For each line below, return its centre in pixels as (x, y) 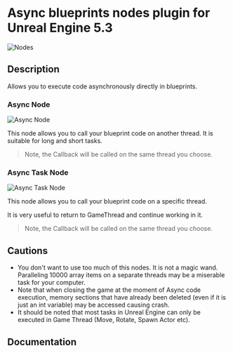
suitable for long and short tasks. (55, 141)
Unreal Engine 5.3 (60, 28)
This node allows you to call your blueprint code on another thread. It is (110, 133)
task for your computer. (51, 283)
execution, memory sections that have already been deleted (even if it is (122, 298)
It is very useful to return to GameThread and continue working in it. (105, 215)
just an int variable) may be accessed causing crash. (93, 305)
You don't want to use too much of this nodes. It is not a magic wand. (118, 267)
